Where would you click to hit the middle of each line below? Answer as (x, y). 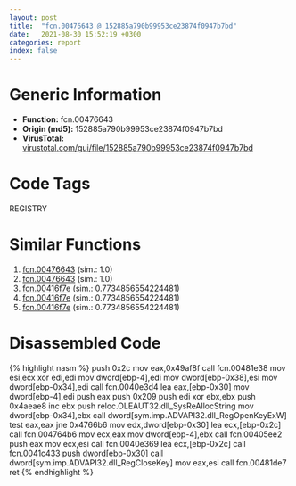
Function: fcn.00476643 (68, 119)
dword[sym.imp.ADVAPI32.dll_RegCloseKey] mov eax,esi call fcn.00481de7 (148, 462)
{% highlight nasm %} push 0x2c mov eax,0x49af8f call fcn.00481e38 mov (148, 367)
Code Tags (50, 184)
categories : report (45, 42)
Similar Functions (75, 245)
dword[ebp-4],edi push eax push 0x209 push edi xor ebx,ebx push (132, 396)
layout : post (33, 17)
